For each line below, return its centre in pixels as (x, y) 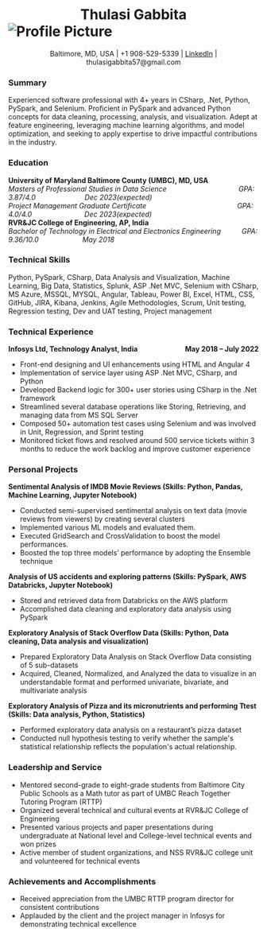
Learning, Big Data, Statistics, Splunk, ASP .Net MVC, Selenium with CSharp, (133, 286)
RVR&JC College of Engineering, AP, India (79, 222)
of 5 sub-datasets (49, 665)
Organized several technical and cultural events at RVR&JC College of (134, 810)
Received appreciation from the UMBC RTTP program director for (127, 899)
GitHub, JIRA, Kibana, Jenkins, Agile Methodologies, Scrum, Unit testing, (127, 302)
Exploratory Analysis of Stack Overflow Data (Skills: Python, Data (118, 633)
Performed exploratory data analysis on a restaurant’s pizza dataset (131, 730)
